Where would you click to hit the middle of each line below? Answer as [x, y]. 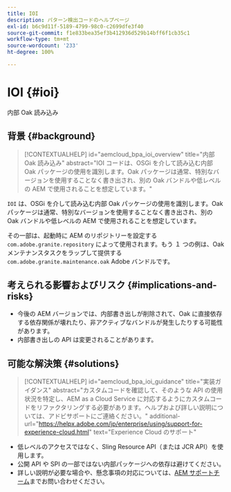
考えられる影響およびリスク [66, 285]
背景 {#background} [51, 136]
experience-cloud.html [57, 432]
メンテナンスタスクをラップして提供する [65, 252]
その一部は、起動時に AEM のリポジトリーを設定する [82, 235]
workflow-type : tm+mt [38, 39]
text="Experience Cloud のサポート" [145, 432]
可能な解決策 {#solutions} [63, 363]
